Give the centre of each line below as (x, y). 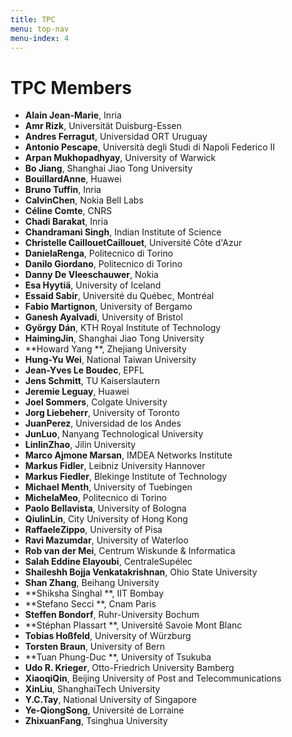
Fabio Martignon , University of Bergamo (108, 307)
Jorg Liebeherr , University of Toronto (102, 413)
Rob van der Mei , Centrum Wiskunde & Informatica (130, 551)
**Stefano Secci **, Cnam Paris (90, 604)
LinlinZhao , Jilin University (80, 445)
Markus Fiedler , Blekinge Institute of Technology (126, 477)
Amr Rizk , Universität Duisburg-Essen (103, 126)
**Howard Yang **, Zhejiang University (105, 349)
